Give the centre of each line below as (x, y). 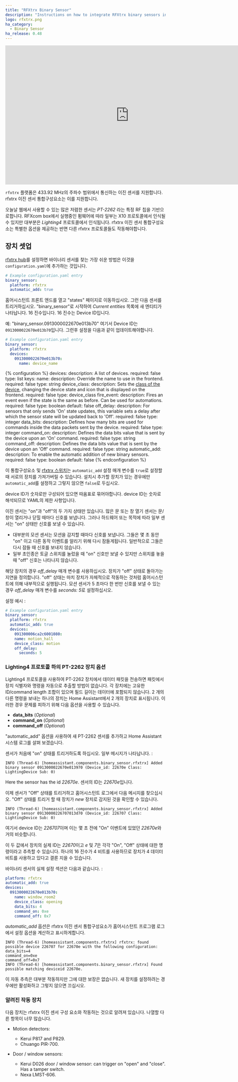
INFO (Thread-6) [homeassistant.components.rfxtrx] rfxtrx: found (77, 942)
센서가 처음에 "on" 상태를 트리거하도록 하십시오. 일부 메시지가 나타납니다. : (79, 753)
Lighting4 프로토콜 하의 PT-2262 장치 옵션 (55, 667)
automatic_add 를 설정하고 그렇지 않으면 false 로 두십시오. (62, 483)
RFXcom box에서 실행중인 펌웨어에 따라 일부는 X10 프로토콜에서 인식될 (95, 216)
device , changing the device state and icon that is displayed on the (75, 389)
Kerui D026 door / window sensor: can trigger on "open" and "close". (93, 1064)
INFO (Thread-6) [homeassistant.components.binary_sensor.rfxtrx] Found (84, 965)
